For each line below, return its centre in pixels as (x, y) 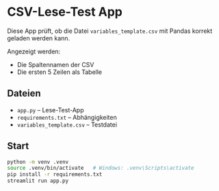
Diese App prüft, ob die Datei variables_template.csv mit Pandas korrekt (110, 31)
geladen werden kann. (39, 38)
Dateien (24, 93)
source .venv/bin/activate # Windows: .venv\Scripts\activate (101, 168)
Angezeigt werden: (34, 51)
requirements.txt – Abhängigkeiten (67, 117)
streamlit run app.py (38, 181)
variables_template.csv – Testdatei (67, 125)
